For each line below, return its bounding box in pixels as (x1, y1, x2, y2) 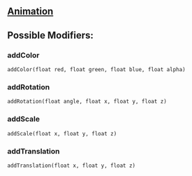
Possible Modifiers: (7, 29, 94, 41)
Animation (7, 6, 54, 17)
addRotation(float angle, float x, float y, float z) (7, 98, 168, 105)
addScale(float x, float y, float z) (7, 130, 117, 137)
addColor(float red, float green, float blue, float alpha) (7, 66, 186, 73)
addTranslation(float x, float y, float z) (7, 162, 136, 169)
